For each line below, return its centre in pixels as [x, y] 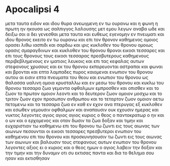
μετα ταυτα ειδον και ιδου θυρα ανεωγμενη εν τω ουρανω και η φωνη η [82, 23]
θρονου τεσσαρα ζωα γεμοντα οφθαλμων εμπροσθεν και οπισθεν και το [82, 88]
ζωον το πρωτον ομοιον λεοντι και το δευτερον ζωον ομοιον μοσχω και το [84, 93]
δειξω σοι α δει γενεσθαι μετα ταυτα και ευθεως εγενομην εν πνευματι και [85, 34]
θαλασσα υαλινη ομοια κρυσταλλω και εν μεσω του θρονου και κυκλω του [84, 83]
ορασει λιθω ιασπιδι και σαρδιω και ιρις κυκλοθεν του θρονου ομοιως [79, 45]
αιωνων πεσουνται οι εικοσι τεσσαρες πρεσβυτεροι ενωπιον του [73, 131]
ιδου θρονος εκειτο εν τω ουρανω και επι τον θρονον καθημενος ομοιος [82, 40]
